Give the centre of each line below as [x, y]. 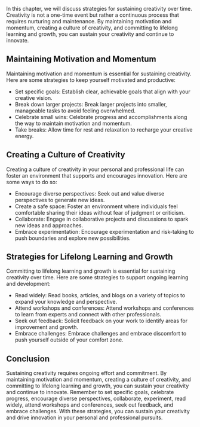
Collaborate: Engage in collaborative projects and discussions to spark [101, 219]
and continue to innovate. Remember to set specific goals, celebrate [90, 392]
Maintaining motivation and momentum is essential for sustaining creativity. [99, 74]
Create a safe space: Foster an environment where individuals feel [96, 206]
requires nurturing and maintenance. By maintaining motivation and [89, 21]
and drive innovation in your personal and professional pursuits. [84, 417]
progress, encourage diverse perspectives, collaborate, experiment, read [96, 399]
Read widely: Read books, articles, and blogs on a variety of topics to [100, 295]
